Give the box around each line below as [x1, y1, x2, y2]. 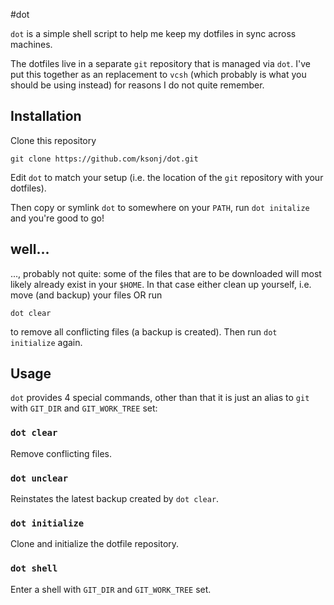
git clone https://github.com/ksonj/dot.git [10, 154, 199, 164]
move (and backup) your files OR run [10, 289, 163, 301]
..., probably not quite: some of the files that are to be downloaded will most [10, 267, 322, 279]
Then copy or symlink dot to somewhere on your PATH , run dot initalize [10, 201, 310, 213]
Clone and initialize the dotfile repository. [10, 538, 180, 550]
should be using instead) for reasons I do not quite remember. [10, 79, 265, 91]
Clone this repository [10, 134, 97, 146]
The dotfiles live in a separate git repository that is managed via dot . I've [10, 58, 311, 69]
